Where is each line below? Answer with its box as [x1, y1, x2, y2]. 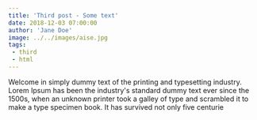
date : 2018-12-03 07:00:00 [8, 19, 98, 27]
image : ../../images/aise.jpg [8, 33, 109, 42]
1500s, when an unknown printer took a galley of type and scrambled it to [8, 94, 249, 103]
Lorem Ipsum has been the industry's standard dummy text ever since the [8, 85, 250, 95]
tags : [8, 41, 26, 49]
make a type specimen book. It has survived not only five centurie [8, 102, 224, 111]
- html [11, 56, 34, 64]
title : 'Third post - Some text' [8, 11, 119, 20]
